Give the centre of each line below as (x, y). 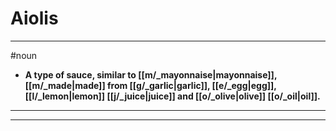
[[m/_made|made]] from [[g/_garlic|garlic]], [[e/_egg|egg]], (150, 85)
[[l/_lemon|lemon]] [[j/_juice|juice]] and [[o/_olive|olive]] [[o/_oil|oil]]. (172, 96)
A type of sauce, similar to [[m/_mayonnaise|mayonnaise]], (151, 74)
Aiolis (34, 18)
